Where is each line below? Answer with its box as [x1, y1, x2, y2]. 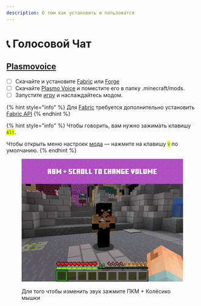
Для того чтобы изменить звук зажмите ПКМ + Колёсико [21, 287, 171, 295]
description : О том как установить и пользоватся [6, 10, 135, 16]
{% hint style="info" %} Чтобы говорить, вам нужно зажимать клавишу [6, 122, 191, 129]
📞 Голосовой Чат [6, 37, 92, 51]
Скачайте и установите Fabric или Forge [15, 77, 120, 85]
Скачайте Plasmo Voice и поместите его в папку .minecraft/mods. [15, 84, 185, 91]
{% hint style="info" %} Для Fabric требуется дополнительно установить [6, 104, 195, 111]
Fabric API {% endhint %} [6, 110, 71, 117]
